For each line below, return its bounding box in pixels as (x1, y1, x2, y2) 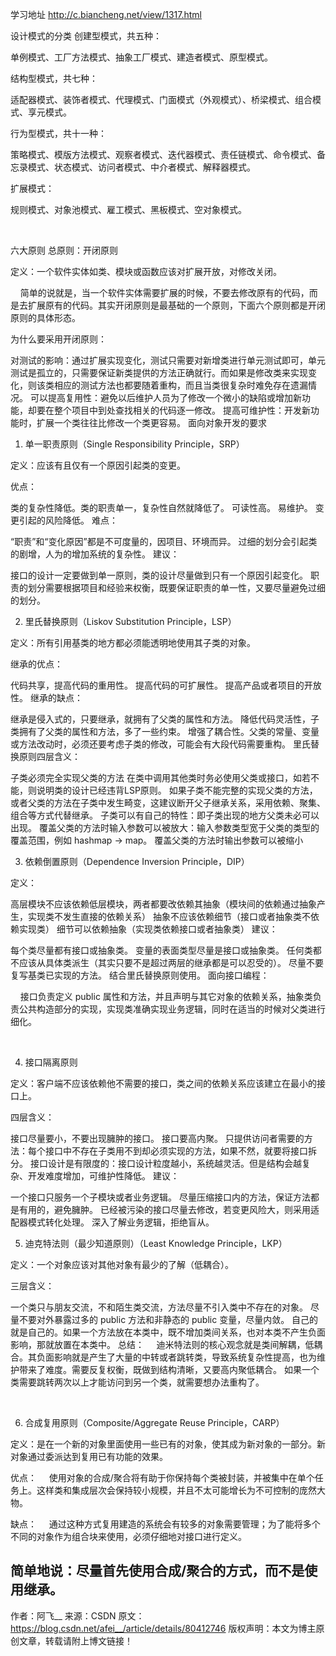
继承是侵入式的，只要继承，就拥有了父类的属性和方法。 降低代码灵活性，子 (10, 713, 320, 725)
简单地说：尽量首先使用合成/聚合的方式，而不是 (10, 1563, 305, 1580)
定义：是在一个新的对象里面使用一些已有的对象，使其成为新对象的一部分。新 (10, 1438, 326, 1450)
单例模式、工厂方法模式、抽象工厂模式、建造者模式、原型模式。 (10, 51, 273, 63)
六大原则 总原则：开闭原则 (10, 244, 118, 256)
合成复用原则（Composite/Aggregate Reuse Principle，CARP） (24, 1417, 285, 1428)
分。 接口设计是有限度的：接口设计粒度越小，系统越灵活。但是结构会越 (10, 1158, 302, 1169)
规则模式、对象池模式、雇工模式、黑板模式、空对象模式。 (10, 204, 247, 215)
